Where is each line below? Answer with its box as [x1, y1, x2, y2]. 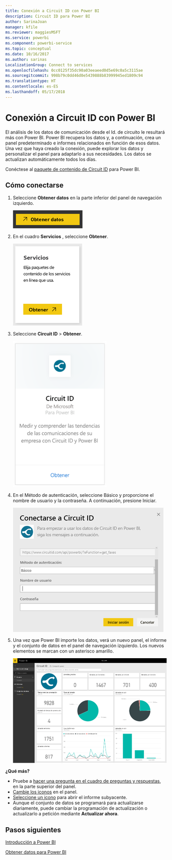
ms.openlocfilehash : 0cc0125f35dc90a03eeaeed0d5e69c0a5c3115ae [5, 68, 143, 73]
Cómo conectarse [5, 181, 64, 190]
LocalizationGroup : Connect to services [5, 62, 93, 68]
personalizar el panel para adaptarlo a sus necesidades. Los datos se [5, 151, 152, 157]
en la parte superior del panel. [12, 784, 77, 790]
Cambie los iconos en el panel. [12, 789, 78, 795]
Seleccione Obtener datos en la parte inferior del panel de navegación [12, 195, 162, 201]
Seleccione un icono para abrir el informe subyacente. [12, 794, 127, 801]
